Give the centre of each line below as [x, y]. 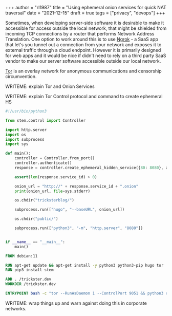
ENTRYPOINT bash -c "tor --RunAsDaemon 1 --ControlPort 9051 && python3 [84, 293]
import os [16, 135]
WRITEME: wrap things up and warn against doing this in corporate [76, 303]
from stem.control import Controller [46, 120]
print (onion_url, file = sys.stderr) [52, 191]
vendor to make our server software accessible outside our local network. [83, 61]
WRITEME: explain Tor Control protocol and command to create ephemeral [84, 96]
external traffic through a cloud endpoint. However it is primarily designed [83, 50]
